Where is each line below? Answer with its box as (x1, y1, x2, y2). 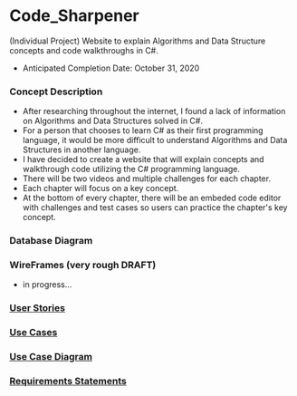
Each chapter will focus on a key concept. (22, 183, 179, 194)
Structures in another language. (22, 144, 141, 155)
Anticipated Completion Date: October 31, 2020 (22, 63, 200, 73)
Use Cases (9, 326, 58, 339)
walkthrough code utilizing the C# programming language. (22, 164, 241, 175)
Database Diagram (9, 235, 93, 247)
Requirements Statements (9, 375, 127, 388)
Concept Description (9, 85, 103, 98)
